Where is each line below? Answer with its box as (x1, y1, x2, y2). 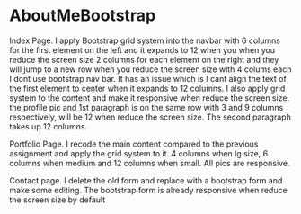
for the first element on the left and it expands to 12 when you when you (9, 44, 276, 55)
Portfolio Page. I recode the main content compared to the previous (9, 138, 259, 149)
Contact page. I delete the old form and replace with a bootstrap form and (9, 174, 283, 185)
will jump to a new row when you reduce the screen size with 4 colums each (9, 64, 292, 75)
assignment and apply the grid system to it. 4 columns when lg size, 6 (9, 147, 269, 158)
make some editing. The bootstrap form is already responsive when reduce (9, 184, 288, 195)
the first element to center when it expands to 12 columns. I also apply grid (9, 83, 286, 94)
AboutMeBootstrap (9, 5, 156, 26)
